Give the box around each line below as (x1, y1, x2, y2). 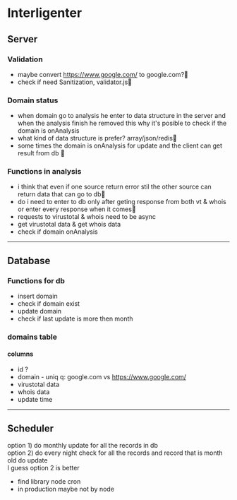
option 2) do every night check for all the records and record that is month (7, 448, 224, 457)
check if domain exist (17, 299, 80, 308)
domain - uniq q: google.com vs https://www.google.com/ (17, 373, 187, 381)
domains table (7, 332, 58, 342)
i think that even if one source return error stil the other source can (17, 182, 212, 191)
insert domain (17, 292, 58, 301)
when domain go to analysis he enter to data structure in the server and (17, 112, 226, 120)
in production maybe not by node (17, 485, 115, 494)
